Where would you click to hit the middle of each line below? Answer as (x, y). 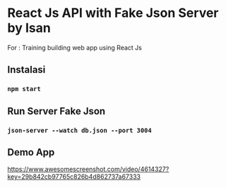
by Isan (29, 28)
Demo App (31, 152)
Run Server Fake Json (56, 111)
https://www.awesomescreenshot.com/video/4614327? (88, 169)
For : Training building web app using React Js (75, 47)
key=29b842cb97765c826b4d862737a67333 (74, 177)
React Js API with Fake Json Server (113, 13)
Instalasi (26, 70)
